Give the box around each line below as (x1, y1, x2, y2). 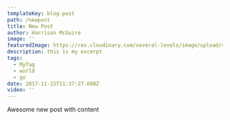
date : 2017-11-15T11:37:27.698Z (7, 80, 99, 87)
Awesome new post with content (7, 106, 99, 114)
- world (13, 67, 36, 74)
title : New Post (7, 23, 53, 29)
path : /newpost (7, 16, 51, 23)
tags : (7, 55, 23, 62)
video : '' (7, 86, 36, 93)
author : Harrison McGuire (7, 29, 81, 36)
